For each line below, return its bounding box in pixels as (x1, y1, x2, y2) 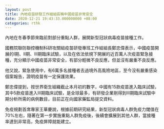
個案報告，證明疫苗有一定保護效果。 (5, 74, 78, 79)
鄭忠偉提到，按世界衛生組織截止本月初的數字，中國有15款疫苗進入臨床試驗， (5, 84, 159, 90)
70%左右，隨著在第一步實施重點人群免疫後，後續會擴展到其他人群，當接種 (5, 112, 156, 118)
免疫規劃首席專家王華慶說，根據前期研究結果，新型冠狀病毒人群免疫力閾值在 (5, 107, 159, 112)
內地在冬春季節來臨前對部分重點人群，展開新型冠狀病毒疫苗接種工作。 (5, 35, 146, 40)
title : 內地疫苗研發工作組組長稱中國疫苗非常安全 (5, 12, 93, 17)
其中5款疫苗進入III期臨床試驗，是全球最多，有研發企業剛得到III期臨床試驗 (5, 90, 151, 96)
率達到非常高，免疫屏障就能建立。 (5, 119, 74, 125)
